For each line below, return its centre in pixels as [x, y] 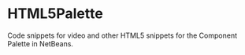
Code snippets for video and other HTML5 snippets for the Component [122, 35]
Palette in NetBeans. [41, 43]
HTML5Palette [55, 14]
